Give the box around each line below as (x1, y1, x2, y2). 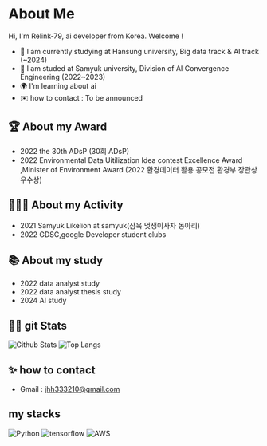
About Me (8, 5, 75, 23)
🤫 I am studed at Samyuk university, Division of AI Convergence (19, 63, 230, 73)
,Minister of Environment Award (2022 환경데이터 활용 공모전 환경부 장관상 (19, 164, 257, 174)
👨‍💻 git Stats (8, 318, 68, 332)
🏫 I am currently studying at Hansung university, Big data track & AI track (19, 46, 259, 56)
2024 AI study (19, 296, 67, 306)
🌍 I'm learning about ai (19, 81, 97, 90)
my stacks (8, 408, 61, 421)
